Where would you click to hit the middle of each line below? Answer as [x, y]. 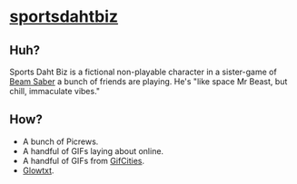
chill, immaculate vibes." [55, 91]
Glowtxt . [38, 170]
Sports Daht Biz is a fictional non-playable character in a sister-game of [143, 72]
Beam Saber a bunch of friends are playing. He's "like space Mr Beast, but [148, 82]
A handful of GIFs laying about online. [93, 150]
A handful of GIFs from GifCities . [84, 160]
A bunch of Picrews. [60, 141]
